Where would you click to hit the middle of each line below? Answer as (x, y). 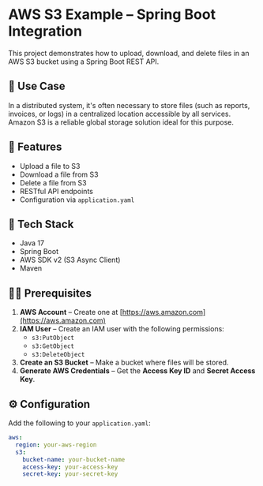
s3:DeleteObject (58, 355)
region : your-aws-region (56, 445)
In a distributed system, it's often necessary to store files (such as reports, (129, 105)
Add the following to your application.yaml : (80, 423)
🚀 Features (35, 147)
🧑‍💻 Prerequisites (50, 293)
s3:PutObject (53, 338)
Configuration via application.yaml (77, 200)
